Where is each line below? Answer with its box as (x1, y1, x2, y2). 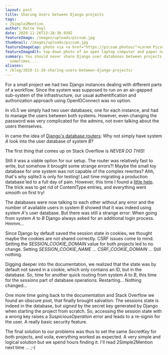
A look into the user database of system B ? (5, 138, 94, 144)
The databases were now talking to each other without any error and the (5, 199, 154, 205)
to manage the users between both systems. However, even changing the (5, 113, 157, 118)
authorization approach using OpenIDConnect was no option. (5, 98, 131, 103)
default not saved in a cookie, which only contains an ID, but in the (5, 266, 142, 272)
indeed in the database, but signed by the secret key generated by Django (5, 303, 158, 308)
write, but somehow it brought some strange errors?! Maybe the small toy (5, 163, 156, 169)
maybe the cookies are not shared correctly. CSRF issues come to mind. (5, 236, 154, 241)
